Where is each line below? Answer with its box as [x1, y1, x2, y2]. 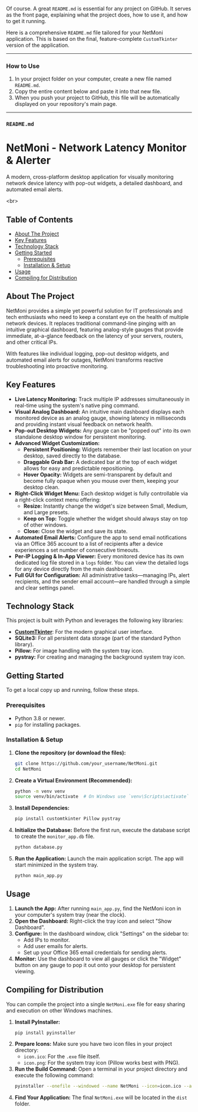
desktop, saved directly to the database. [23, 452, 121, 459]
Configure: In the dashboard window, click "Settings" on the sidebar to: [14, 930, 189, 937]
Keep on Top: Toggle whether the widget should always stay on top [23, 515, 188, 522]
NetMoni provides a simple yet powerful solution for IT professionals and [6, 307, 183, 314]
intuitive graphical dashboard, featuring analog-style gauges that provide [6, 325, 184, 333]
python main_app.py [14, 873, 63, 879]
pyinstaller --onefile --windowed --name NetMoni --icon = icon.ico [14, 1083, 181, 1090]
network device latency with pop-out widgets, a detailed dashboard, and [6, 180, 183, 187]
